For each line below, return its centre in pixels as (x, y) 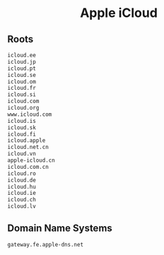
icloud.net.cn (28, 147)
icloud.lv (22, 206)
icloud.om (22, 82)
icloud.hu (22, 186)
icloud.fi (22, 134)
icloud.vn (22, 154)
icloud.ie (22, 193)
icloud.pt (22, 69)
